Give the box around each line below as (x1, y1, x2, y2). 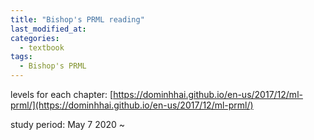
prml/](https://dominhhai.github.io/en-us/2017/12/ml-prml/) (10, 99, 254, 111)
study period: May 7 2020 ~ (10, 119, 126, 130)
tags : (10, 52, 33, 62)
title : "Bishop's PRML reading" (10, 14, 145, 25)
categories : (10, 33, 60, 43)
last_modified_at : (10, 24, 87, 34)
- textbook (19, 42, 65, 53)
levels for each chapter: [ (10, 89, 114, 100)
